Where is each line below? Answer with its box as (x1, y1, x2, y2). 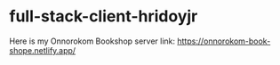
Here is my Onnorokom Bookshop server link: (9, 36, 176, 46)
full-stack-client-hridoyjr (9, 6, 198, 27)
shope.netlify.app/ (9, 45, 76, 55)
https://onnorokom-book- (177, 36, 271, 46)
